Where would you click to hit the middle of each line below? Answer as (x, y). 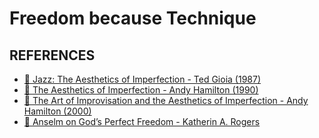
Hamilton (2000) (57, 111)
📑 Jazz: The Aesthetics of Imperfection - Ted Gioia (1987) (142, 79)
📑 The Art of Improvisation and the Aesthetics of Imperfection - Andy (166, 100)
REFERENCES (52, 55)
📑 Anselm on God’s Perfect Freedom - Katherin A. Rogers (142, 121)
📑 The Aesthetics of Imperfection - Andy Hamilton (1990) (141, 90)
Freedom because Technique (133, 18)
